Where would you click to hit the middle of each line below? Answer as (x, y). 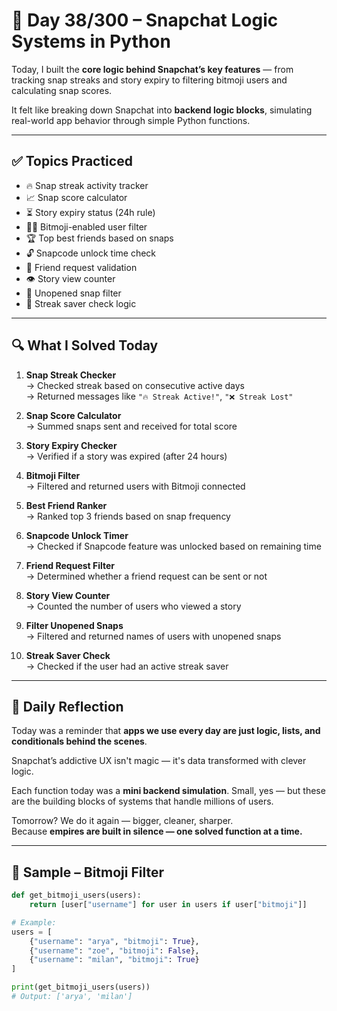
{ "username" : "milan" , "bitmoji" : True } (114, 960)
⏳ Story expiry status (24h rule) (90, 212)
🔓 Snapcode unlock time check (91, 253)
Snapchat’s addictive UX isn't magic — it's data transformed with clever (159, 761)
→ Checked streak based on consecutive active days (135, 385)
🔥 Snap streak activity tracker (87, 185)
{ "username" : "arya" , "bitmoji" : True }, (114, 941)
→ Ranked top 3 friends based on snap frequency (128, 516)
